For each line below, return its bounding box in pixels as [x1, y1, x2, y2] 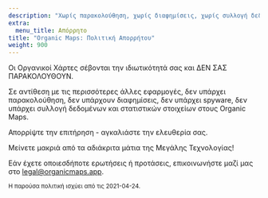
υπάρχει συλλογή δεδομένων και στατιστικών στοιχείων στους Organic [8, 104, 246, 114]
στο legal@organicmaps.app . [8, 167, 104, 177]
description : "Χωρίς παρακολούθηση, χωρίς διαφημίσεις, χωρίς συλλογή [8, 11, 248, 20]
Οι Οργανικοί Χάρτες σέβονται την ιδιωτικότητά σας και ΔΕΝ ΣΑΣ [8, 63, 227, 72]
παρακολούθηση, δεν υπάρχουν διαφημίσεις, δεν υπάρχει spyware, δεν [8, 95, 248, 105]
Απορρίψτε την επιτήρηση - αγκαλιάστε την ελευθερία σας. [8, 128, 208, 138]
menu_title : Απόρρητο [15, 26, 88, 34]
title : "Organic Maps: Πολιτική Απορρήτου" [8, 33, 156, 42]
